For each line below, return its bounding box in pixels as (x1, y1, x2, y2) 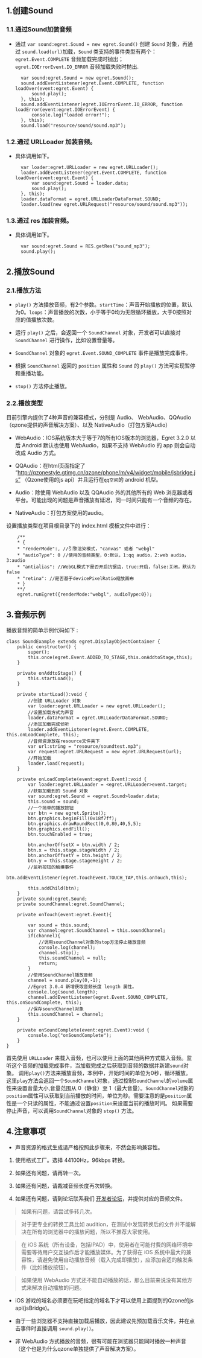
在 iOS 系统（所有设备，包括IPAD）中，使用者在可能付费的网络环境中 (21, 1241, 193, 1248)
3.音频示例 (6, 609, 46, 620)
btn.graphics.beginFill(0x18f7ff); (28, 815, 118, 822)
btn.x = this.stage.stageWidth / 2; (28, 847, 120, 853)
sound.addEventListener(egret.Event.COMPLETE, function (21, 80, 164, 86)
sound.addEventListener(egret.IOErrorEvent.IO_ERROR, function (21, 101, 183, 107)
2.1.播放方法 (6, 286, 42, 295)
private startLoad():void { (17, 692, 87, 698)
